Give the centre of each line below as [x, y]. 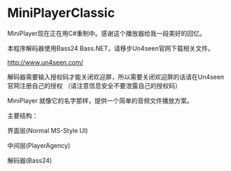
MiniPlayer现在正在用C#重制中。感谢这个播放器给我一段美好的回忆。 [106, 33]
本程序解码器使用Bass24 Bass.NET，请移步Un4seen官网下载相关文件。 [111, 48]
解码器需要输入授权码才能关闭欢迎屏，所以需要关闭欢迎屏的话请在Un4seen [116, 77]
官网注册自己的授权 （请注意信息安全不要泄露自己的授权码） [94, 85]
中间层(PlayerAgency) [39, 145]
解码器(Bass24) [30, 160]
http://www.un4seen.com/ [45, 62]
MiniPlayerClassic [61, 13]
